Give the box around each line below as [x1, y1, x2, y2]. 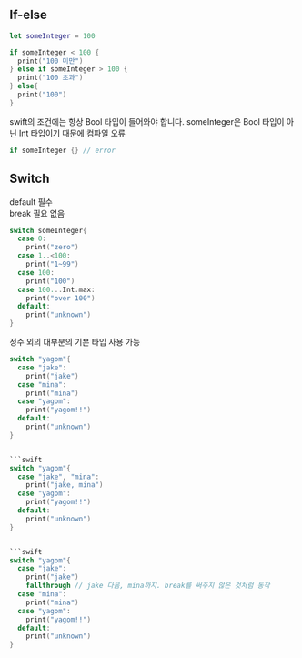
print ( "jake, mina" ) [25, 481, 104, 490]
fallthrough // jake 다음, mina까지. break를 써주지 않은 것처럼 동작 [25, 582, 270, 591]
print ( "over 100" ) [25, 293, 96, 303]
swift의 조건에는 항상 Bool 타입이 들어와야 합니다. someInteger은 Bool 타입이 [9, 116, 285, 127]
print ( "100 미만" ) [17, 56, 84, 66]
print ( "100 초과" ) [17, 73, 84, 83]
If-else [9, 7, 48, 23]
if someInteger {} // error [9, 146, 116, 155]
